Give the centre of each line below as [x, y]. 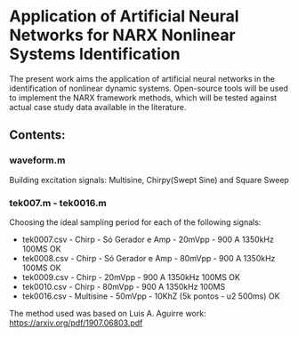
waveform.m [37, 160]
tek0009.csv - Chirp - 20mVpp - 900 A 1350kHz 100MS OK [131, 277]
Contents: [37, 135]
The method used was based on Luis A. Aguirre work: [108, 313]
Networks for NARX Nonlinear [122, 35]
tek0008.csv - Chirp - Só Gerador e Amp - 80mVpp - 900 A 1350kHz [149, 258]
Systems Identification [95, 54]
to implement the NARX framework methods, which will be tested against [143, 97]
